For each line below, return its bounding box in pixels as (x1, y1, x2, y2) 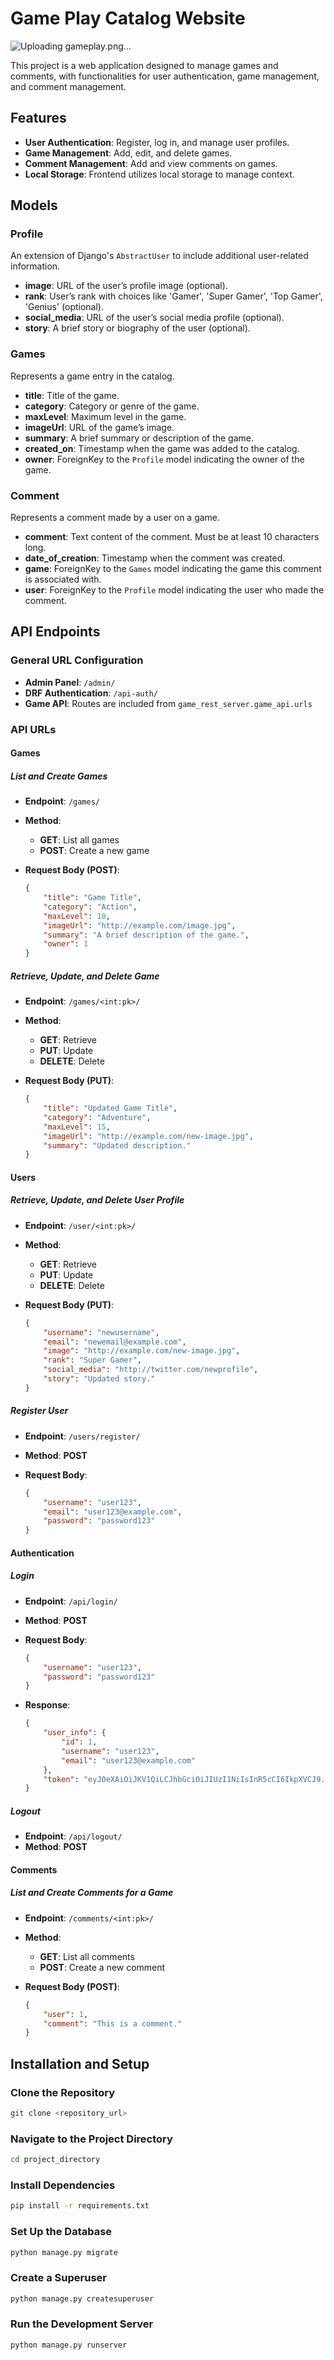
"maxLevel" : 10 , (43, 911, 111, 921)
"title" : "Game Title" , (43, 893, 142, 903)
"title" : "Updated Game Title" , (43, 1103, 178, 1114)
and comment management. (10, 80, 127, 92)
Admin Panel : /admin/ (24, 676, 116, 688)
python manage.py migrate (10, 2247, 118, 2257)
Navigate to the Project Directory (10, 2132, 173, 2146)
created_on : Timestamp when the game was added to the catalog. (24, 442, 300, 454)
